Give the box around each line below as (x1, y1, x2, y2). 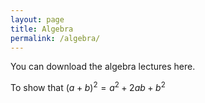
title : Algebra (10, 24, 74, 34)
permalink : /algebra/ (10, 33, 101, 43)
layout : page (10, 14, 65, 25)
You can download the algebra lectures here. (10, 61, 196, 73)
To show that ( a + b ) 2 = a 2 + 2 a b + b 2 (10, 80, 166, 94)
